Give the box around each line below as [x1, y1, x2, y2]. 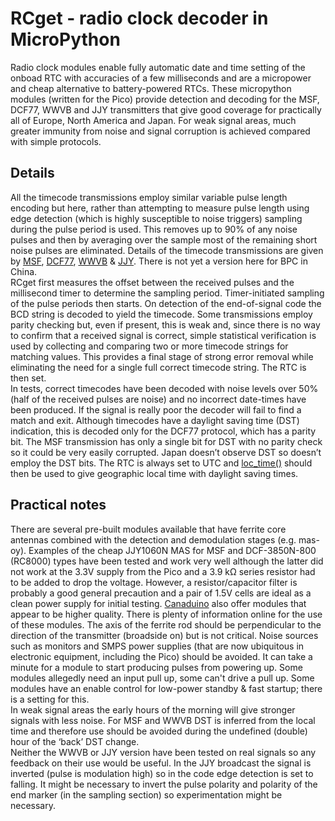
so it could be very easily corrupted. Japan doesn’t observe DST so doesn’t [10, 446, 322, 458]
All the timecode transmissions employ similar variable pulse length [10, 191, 288, 203]
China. [10, 265, 38, 277]
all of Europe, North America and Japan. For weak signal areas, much [10, 114, 297, 126]
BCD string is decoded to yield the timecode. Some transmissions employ [10, 308, 313, 320]
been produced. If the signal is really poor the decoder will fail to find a [10, 403, 302, 416]
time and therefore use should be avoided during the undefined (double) [10, 725, 308, 737]
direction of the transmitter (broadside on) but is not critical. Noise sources [10, 629, 319, 641]
